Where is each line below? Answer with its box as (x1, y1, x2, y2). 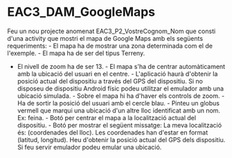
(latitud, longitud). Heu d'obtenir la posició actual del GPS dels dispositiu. (17, 135, 226, 144)
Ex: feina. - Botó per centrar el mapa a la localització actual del (17, 113, 196, 121)
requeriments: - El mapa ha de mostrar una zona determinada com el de (7, 41, 213, 50)
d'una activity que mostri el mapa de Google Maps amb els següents (7, 34, 203, 42)
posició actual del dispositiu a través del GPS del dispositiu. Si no (17, 77, 203, 85)
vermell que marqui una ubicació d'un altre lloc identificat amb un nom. (17, 106, 220, 115)
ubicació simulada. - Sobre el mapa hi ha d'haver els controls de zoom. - (17, 91, 225, 100)
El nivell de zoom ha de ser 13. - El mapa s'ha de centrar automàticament (17, 62, 226, 70)
